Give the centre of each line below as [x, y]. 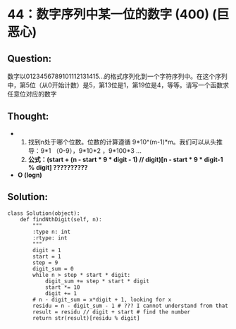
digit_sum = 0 [53, 268]
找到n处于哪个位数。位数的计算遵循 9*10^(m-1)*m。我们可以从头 [122, 142]
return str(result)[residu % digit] [86, 318]
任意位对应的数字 [32, 94]
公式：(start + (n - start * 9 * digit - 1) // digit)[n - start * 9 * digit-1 [125, 159]
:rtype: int [50, 238]
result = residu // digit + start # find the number [112, 312]
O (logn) [30, 175]
